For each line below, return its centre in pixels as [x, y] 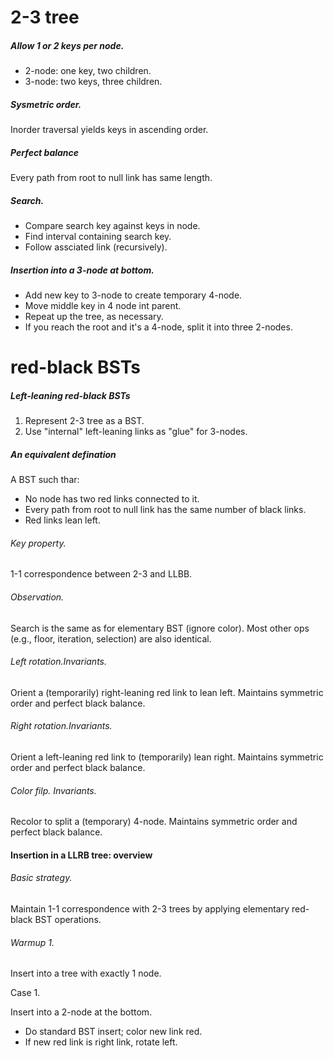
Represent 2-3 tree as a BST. [84, 421]
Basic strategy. [41, 878]
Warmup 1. [32, 942]
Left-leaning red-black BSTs [70, 395]
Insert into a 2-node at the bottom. [81, 1012]
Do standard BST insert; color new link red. [113, 1032]
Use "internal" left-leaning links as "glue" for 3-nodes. [136, 432]
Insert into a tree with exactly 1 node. [86, 973]
